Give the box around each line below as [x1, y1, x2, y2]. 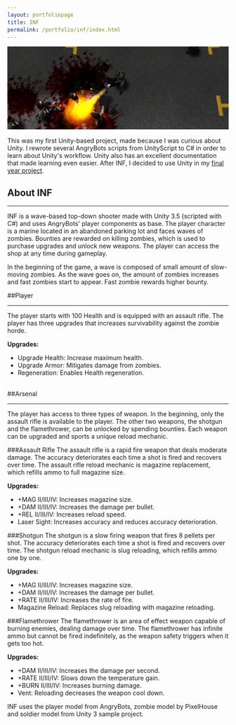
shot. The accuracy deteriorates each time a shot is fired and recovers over [7, 539, 225, 547]
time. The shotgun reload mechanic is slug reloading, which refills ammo [7, 546, 218, 554]
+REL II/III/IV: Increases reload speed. [17, 510, 126, 519]
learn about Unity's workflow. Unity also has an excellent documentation [7, 152, 217, 160]
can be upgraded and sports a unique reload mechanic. [7, 432, 169, 441]
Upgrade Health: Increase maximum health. [17, 354, 144, 362]
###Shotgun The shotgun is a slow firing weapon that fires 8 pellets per [7, 531, 216, 540]
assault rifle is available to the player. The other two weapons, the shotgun [7, 418, 223, 426]
